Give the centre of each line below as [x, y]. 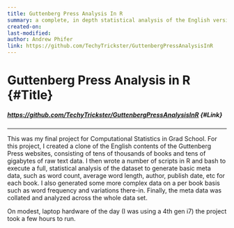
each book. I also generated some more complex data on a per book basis [114, 183]
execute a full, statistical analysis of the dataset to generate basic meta [109, 168]
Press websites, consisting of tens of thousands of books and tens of [107, 154]
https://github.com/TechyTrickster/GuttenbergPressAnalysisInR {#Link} [115, 115]
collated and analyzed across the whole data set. [77, 198]
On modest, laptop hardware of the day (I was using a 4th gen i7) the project [117, 211]
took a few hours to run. [41, 219]
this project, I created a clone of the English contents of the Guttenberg [109, 146]
